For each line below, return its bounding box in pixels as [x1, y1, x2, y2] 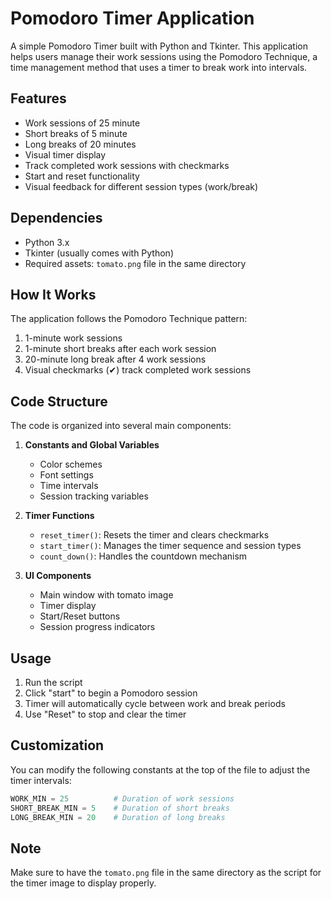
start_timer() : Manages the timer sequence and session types [39, 540, 302, 552]
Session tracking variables [39, 490, 149, 502]
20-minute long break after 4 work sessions [24, 353, 207, 366]
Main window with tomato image [39, 589, 174, 601]
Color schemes [39, 458, 103, 471]
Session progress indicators [39, 621, 156, 633]
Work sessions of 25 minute [24, 117, 141, 129]
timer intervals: [10, 774, 72, 786]
